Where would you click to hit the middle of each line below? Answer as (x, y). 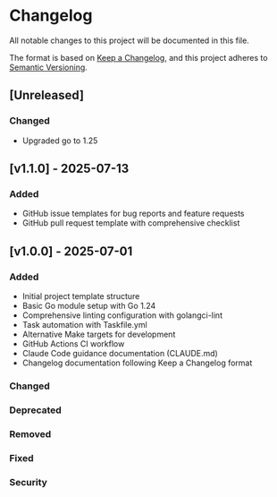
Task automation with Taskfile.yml (84, 325)
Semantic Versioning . (48, 67)
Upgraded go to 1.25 (60, 141)
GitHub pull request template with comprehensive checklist (131, 223)
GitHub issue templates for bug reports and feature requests (133, 214)
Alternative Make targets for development (99, 334)
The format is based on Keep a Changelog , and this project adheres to (138, 57)
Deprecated (36, 410)
